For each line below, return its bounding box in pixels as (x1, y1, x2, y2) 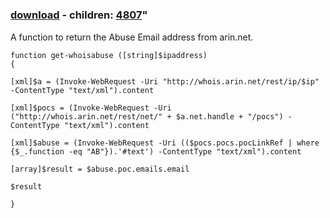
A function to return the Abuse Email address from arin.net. (10, 31, 254, 43)
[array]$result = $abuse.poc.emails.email (10, 164, 190, 174)
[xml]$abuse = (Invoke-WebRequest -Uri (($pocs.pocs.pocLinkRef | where (10, 138, 320, 148)
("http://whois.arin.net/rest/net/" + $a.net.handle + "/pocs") (10, 111, 284, 122)
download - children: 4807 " (10, 8, 148, 22)
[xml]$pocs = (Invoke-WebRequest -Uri (10, 103, 172, 113)
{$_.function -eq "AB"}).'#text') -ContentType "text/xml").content (10, 146, 302, 157)
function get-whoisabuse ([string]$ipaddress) (10, 50, 208, 60)
